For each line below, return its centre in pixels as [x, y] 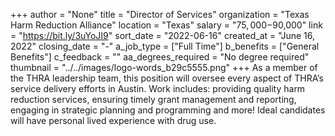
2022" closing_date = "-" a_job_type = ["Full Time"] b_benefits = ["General [165, 46]
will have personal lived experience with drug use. [113, 120]
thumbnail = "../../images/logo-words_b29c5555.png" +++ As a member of [164, 67]
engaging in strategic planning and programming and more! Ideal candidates [168, 110]
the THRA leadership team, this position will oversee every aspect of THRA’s [167, 78]
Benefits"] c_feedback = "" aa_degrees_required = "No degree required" [160, 57]
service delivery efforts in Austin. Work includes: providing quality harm [158, 88]
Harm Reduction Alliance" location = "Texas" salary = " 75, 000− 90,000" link [166, 25]
